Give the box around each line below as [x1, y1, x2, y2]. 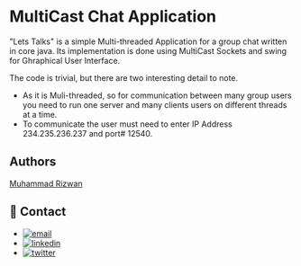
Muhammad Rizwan [9, 178, 83, 189]
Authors [9, 155, 57, 170]
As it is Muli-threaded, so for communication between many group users [22, 90, 292, 101]
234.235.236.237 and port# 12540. [22, 128, 153, 138]
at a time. [22, 109, 58, 120]
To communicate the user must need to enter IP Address [22, 119, 233, 129]
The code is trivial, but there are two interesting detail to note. [9, 72, 239, 83]
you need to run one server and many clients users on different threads [22, 99, 287, 110]
